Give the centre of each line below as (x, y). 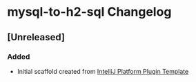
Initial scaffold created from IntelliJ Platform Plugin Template (103, 71)
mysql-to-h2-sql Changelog (89, 12)
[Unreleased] (36, 37)
